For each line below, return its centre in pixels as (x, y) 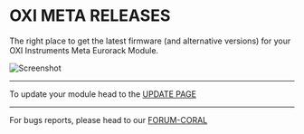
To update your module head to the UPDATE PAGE (103, 94)
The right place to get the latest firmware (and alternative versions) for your (150, 41)
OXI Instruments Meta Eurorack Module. (84, 50)
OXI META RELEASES (90, 16)
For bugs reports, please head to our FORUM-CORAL (109, 120)
